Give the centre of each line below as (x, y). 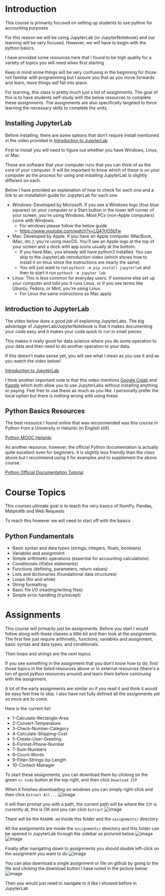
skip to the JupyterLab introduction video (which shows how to (83, 257)
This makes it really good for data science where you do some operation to (81, 341)
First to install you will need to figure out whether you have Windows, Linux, (82, 150)
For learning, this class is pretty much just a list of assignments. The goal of (82, 92)
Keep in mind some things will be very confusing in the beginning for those (81, 72)
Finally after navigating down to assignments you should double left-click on (82, 849)
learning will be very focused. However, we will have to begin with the (76, 42)
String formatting (29, 585)
